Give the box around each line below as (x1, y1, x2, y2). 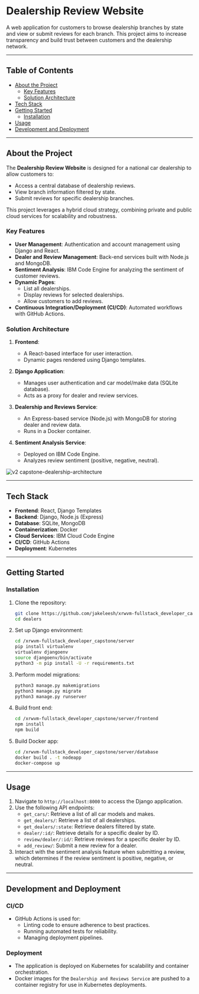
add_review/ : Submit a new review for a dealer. (23, 842, 138, 849)
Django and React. (14, 247, 60, 254)
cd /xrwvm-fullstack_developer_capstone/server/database (14, 749, 159, 755)
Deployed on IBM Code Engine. (23, 450, 100, 458)
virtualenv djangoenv (14, 649, 68, 655)
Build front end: (14, 704, 53, 711)
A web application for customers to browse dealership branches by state (6, 24, 184, 31)
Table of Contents (6, 65, 74, 75)
